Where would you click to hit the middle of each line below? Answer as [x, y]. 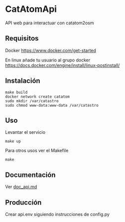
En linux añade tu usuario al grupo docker [48, 60]
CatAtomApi [31, 9]
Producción [24, 202]
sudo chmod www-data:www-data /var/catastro [52, 105]
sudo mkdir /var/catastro [32, 101]
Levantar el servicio [25, 132]
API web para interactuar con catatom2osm [50, 23]
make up [13, 141]
